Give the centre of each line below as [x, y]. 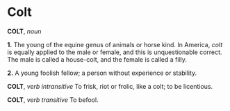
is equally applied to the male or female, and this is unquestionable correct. [115, 52]
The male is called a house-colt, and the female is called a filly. [97, 59]
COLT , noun [24, 31]
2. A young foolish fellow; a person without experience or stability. [102, 73]
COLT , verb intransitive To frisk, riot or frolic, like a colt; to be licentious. [110, 86]
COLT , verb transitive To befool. [53, 100]
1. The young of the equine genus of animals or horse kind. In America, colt [115, 44]
